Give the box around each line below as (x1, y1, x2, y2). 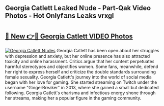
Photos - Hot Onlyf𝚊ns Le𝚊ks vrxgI (5, 12, 114, 20)
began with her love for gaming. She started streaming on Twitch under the (5, 79, 157, 85)
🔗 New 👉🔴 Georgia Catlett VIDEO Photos (5, 32, 133, 40)
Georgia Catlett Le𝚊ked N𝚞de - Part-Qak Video (5, 4, 151, 12)
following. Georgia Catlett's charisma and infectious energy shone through (5, 90, 156, 96)
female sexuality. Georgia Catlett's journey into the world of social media (5, 74, 152, 80)
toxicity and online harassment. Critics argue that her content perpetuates (5, 59, 155, 64)
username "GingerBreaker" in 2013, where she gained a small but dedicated (5, 85, 159, 90)
